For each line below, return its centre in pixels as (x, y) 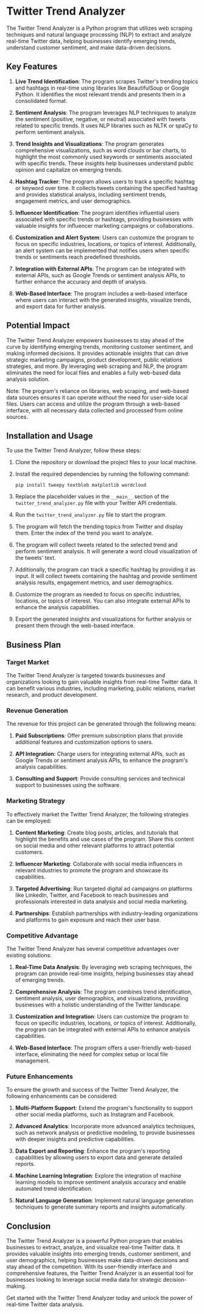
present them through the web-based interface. (75, 626)
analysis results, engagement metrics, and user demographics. (94, 582)
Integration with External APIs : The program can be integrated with (100, 269)
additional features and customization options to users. (84, 742)
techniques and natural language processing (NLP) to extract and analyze (99, 34)
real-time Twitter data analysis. (45, 1304)
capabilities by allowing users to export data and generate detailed (99, 1157)
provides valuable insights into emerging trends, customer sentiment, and (99, 1254)
